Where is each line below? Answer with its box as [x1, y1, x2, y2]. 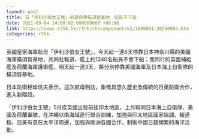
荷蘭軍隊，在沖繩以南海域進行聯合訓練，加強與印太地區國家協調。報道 [16, 111, 190, 119]
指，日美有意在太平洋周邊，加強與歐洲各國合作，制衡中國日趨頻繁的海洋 [6, 119, 185, 126]
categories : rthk [6, 31, 50, 37]
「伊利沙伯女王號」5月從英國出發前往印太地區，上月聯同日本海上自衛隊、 [6, 104, 188, 111]
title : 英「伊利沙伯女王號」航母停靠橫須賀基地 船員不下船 [6, 14, 137, 20]
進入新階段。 [6, 91, 38, 98]
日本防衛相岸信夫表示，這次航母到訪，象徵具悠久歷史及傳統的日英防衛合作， [6, 83, 195, 90]
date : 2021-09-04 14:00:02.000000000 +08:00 [6, 20, 119, 26]
